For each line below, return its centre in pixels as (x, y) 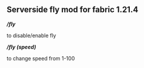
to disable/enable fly (31, 35)
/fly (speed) (21, 47)
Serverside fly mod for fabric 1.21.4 (73, 10)
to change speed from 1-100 (41, 58)
